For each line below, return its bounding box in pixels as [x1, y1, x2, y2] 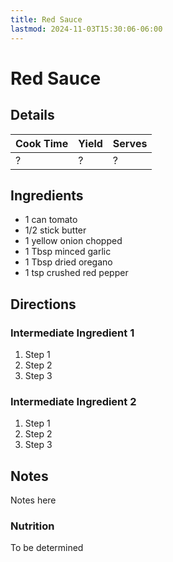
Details [10, 107, 55, 124]
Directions [10, 296, 77, 313]
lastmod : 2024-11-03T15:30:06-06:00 [10, 24, 163, 34]
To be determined [10, 542, 84, 554]
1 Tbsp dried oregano [24, 256, 113, 268]
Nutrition [10, 519, 55, 533]
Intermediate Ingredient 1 [10, 326, 135, 340]
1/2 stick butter [24, 224, 87, 236]
